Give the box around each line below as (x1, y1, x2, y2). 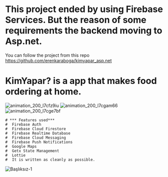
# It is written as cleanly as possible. (5, 157, 95, 162)
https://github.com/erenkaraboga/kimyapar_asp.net (5, 57, 112, 63)
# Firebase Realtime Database (5, 131, 71, 136)
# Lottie (5, 152, 26, 158)
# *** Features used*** (5, 117, 55, 123)
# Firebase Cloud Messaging (5, 135, 66, 140)
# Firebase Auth (5, 122, 42, 127)
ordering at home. (5, 86, 82, 98)
